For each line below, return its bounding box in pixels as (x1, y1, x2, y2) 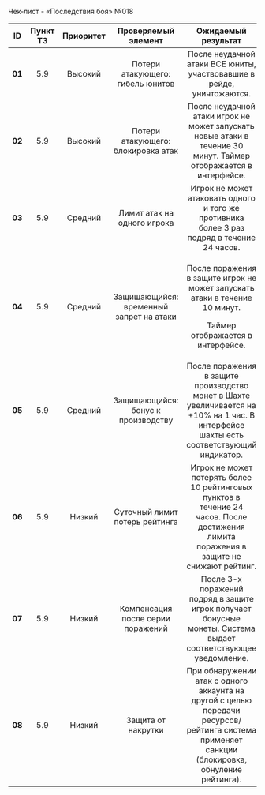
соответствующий (186, 440, 257, 450)
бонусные (202, 613, 241, 624)
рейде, (208, 78, 235, 89)
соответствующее (186, 643, 257, 654)
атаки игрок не (192, 111, 251, 122)
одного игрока (118, 217, 174, 228)
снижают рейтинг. (186, 561, 257, 572)
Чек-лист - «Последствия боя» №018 (8, 7, 134, 16)
